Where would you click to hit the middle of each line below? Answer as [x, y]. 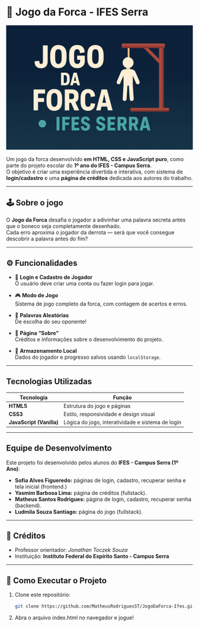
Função [122, 397]
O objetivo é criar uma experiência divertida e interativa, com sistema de [94, 172]
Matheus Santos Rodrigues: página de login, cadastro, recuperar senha [103, 499]
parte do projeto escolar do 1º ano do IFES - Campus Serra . [79, 165]
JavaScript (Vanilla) [34, 422]
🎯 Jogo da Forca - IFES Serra [77, 12]
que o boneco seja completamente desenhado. [64, 226]
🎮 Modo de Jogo [36, 295]
